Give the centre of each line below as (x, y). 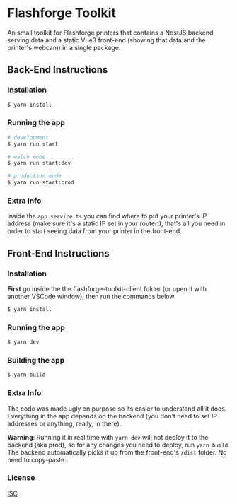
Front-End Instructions (58, 253)
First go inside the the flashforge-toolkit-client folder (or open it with (107, 289)
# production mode (34, 176)
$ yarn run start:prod (41, 183)
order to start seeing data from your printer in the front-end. (94, 231)
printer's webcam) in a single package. (64, 47)
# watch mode (27, 157)
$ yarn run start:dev (39, 163)
